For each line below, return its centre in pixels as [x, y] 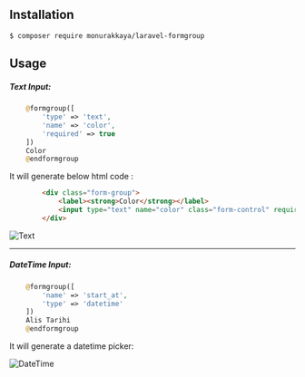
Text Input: [30, 86]
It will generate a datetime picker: [72, 346]
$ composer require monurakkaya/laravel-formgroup [107, 35]
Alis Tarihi [48, 321]
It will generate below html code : [72, 177]
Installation [42, 15]
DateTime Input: [40, 265]
